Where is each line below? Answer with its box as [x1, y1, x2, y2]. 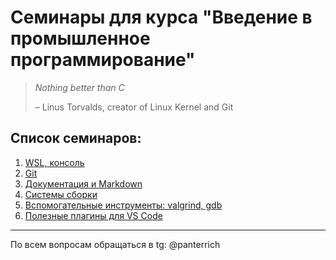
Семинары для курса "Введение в [10, 6, 313, 29]
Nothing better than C [34, 81, 125, 93]
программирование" [10, 49, 196, 71]
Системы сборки [24, 188, 98, 200]
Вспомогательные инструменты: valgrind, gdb [24, 199, 223, 211]
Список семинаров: [10, 130, 142, 147]
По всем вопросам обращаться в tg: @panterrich [10, 238, 221, 250]
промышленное [10, 27, 151, 50]
